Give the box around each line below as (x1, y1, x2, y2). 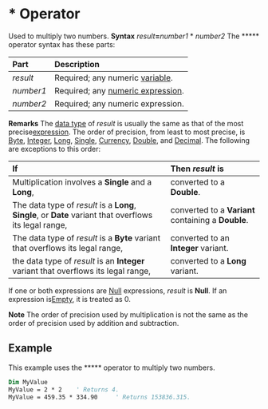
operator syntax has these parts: (8, 39, 116, 49)
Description (54, 58, 100, 69)
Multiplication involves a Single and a (12, 177, 152, 188)
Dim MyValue (8, 378, 48, 386)
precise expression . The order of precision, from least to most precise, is (8, 127, 246, 137)
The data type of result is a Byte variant (12, 232, 161, 244)
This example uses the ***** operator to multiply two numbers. (8, 363, 215, 372)
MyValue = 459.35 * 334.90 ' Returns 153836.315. (8, 393, 191, 401)
